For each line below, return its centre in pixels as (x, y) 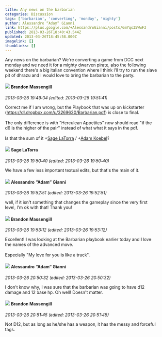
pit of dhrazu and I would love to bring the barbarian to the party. (70, 75)
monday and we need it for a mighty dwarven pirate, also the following (76, 65)
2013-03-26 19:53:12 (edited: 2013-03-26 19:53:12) (56, 230)
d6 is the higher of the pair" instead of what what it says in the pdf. (72, 128)
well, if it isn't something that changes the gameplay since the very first (76, 202)
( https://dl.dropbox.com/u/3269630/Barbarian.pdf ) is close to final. (72, 112)
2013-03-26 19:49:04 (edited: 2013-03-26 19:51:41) (56, 97)
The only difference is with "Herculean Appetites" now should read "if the (79, 123)
